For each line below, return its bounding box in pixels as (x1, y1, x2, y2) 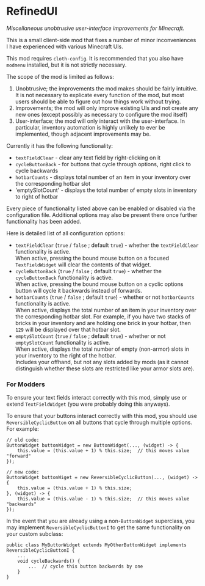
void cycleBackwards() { (17, 558, 81, 565)
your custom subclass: (6, 530, 63, 538)
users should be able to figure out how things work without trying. (15, 98, 181, 105)
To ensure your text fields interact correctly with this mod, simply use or (6, 394, 187, 401)
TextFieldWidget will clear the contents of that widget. (15, 261, 151, 268)
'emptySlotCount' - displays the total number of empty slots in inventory (15, 186, 197, 194)
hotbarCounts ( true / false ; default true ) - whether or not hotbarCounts (15, 293, 195, 301)
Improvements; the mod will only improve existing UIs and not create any (15, 104, 198, 111)
